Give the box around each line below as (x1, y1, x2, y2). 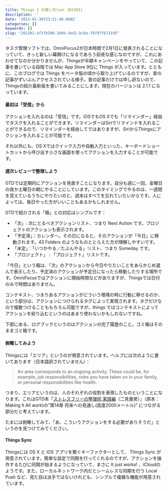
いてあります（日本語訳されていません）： (5, 358, 90, 364)
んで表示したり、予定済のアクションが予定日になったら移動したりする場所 (5, 269, 158, 275)
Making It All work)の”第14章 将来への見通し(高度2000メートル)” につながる (5, 402, 161, 408)
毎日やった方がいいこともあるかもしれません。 (26, 199, 123, 205)
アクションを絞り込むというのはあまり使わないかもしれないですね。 (5, 311, 145, 317)
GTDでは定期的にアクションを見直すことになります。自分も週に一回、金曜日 (5, 180, 163, 186)
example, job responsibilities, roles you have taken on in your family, (17, 374, 158, 380)
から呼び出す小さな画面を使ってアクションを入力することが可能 (22, 149, 154, 156)
